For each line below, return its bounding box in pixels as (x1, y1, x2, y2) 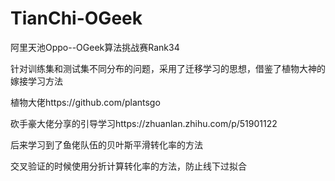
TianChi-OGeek (10, 7, 143, 30)
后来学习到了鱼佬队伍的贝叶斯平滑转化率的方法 (10, 138, 203, 151)
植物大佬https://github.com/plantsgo (10, 96, 161, 108)
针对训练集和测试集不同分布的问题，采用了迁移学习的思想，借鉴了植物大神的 (10, 62, 326, 74)
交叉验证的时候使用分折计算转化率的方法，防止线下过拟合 (10, 160, 247, 172)
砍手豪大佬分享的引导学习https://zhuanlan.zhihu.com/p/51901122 (10, 117, 278, 129)
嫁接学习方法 (10, 75, 63, 87)
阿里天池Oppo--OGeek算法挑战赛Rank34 (10, 41, 180, 53)
